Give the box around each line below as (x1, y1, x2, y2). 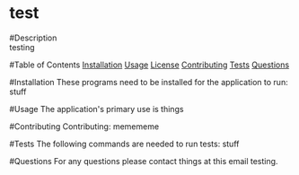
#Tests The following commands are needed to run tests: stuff (9, 138, 240, 149)
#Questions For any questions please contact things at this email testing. (9, 155, 278, 166)
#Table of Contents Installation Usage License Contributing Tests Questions (9, 59, 290, 70)
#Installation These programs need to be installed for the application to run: (9, 76, 289, 87)
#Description (9, 32, 57, 43)
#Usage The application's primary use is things (9, 103, 184, 114)
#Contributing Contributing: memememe (9, 120, 160, 132)
